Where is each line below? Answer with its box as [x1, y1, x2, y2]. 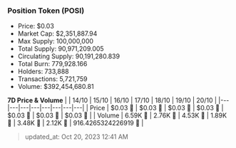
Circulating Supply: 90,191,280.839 [17, 52, 120, 60]
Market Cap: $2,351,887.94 [17, 29, 98, 38]
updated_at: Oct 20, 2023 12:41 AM [24, 132, 128, 141]
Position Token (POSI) [7, 6, 85, 16]
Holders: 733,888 [17, 67, 69, 76]
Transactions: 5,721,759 [17, 75, 88, 83]
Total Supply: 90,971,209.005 [17, 45, 105, 53]
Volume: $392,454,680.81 [17, 83, 94, 91]
